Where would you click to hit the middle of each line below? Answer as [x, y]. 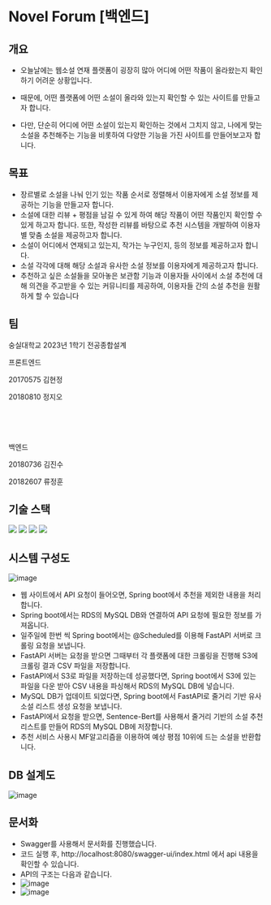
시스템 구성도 [39, 558]
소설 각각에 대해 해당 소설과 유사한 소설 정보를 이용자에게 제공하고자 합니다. [139, 265]
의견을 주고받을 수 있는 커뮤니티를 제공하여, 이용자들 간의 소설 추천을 [137, 286]
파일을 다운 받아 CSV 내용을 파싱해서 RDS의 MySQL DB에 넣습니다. [127, 686]
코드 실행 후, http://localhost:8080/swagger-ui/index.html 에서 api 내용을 [139, 854]
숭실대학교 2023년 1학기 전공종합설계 [68, 345]
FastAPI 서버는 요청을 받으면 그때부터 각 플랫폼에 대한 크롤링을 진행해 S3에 [139, 656]
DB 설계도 [32, 775]
